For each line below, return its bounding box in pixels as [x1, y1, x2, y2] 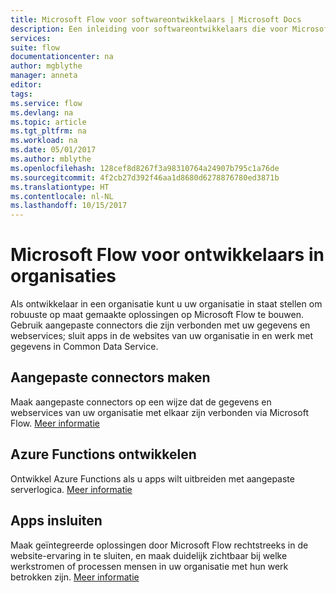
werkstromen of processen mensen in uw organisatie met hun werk [10, 560, 289, 572]
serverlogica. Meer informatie [10, 483, 133, 495]
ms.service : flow [10, 98, 83, 108]
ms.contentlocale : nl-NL [10, 191, 114, 201]
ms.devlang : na [10, 107, 74, 118]
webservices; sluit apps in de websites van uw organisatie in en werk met [10, 330, 314, 342]
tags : [10, 89, 33, 99]
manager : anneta [10, 71, 78, 81]
